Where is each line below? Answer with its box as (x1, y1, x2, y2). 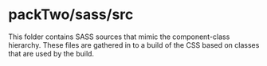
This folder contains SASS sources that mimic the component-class (8, 32, 230, 41)
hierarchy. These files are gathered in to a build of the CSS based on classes (8, 40, 260, 49)
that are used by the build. (8, 49, 94, 58)
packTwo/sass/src (8, 6, 134, 24)
